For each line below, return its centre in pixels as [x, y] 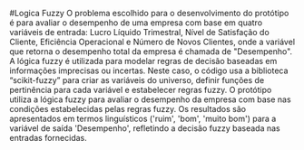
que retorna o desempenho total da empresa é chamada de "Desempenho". [151, 52]
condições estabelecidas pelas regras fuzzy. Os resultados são [128, 109]
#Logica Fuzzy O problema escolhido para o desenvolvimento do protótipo [149, 13]
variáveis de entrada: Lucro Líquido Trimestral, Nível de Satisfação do [139, 32]
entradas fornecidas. [49, 138]
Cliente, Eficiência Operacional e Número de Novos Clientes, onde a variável [152, 42]
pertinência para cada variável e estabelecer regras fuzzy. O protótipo [141, 90]
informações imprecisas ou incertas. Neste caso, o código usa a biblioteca [149, 70]
